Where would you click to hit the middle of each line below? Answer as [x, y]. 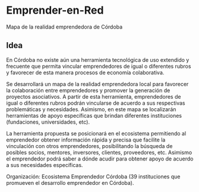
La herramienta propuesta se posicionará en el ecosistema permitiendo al [96, 133]
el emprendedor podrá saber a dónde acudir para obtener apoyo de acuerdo [100, 159]
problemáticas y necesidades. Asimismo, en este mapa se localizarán [91, 109]
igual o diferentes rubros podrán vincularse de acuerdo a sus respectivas [96, 103]
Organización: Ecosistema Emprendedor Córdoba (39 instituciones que [93, 177]
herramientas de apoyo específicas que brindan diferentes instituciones [94, 115]
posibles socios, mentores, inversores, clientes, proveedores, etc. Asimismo [99, 152]
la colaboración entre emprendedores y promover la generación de [88, 90]
